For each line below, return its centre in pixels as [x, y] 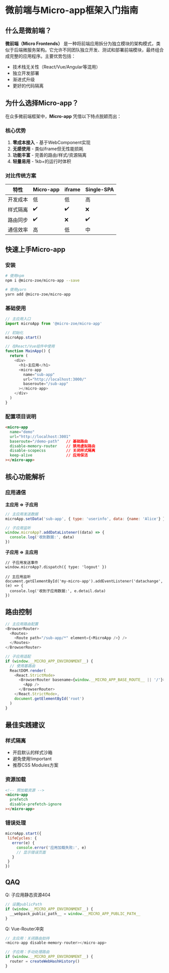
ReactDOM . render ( [28, 671]
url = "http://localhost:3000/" [55, 379]
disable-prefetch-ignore [36, 804]
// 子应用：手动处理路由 [27, 952]
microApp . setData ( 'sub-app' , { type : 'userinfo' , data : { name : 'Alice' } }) [86, 519]
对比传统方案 [21, 176]
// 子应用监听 [18, 528]
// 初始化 [14, 333]
